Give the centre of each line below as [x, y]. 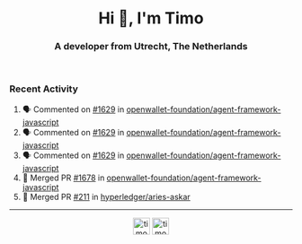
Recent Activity [44, 89]
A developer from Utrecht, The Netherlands [151, 47]
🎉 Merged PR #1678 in [63, 178]
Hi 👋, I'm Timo [151, 18]
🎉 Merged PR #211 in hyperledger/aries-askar [106, 196]
